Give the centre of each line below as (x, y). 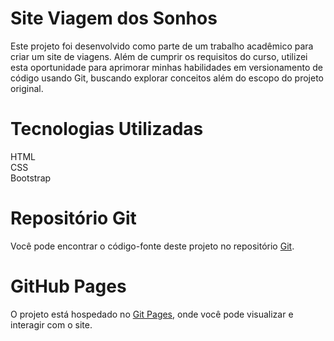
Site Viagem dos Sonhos (114, 18)
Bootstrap (31, 178)
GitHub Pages (68, 286)
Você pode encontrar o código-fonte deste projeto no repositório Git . (152, 246)
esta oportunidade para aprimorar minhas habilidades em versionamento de (167, 67)
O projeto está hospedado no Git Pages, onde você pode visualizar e (152, 314)
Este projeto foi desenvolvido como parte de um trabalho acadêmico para (162, 46)
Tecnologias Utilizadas (107, 129)
